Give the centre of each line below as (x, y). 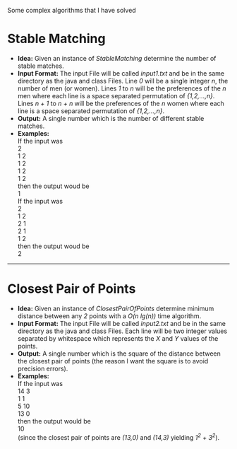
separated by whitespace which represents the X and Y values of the (118, 338)
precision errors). (43, 368)
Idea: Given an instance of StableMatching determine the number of (117, 58)
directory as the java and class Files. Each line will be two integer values (122, 331)
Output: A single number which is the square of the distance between (119, 354)
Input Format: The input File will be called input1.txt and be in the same (121, 73)
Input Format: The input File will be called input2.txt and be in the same (121, 323)
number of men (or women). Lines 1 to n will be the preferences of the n (122, 88)
